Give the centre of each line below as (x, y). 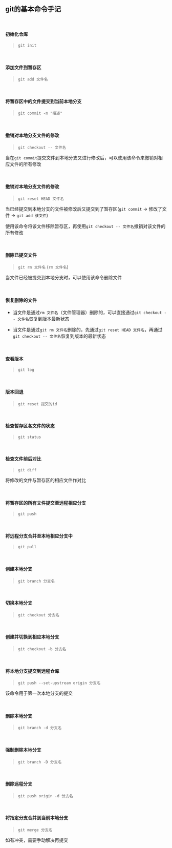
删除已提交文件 (21, 255)
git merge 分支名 (35, 830)
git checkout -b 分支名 (42, 649)
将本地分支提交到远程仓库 (32, 671)
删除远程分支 (19, 784)
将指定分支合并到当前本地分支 (37, 818)
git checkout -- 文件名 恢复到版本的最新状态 (59, 336)
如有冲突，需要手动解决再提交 (37, 840)
